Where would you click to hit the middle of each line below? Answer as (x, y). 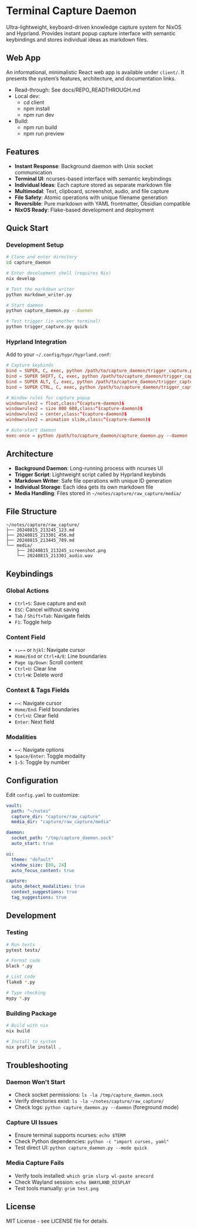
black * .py (19, 966)
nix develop (21, 278)
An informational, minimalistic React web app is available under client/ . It (95, 72)
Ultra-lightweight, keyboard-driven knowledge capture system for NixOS (94, 27)
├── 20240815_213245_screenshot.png (62, 551)
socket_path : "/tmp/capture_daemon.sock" (63, 838)
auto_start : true (33, 844)
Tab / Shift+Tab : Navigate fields (52, 616)
